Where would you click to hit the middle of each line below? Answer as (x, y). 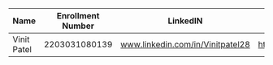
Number (78, 26)
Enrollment (78, 16)
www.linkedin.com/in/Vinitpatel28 (185, 45)
